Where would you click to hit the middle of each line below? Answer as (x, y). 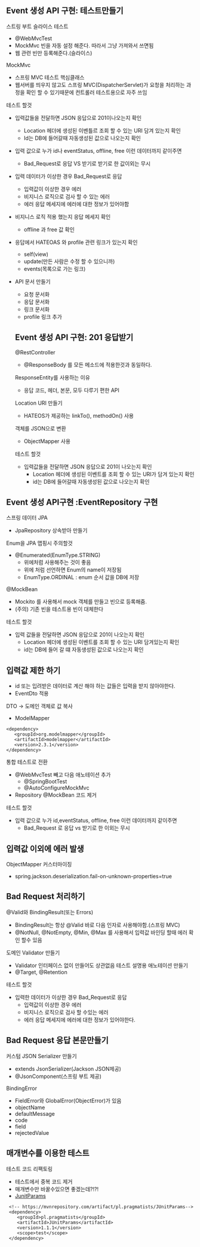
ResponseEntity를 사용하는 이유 (53, 377)
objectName (30, 1107)
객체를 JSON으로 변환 (41, 428)
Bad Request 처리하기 (46, 897)
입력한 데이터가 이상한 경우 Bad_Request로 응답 (71, 997)
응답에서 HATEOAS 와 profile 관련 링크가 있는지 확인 (76, 242)
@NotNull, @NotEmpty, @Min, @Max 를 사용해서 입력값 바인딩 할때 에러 (101, 932)
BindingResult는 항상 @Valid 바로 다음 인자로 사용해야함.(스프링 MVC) (97, 924)
